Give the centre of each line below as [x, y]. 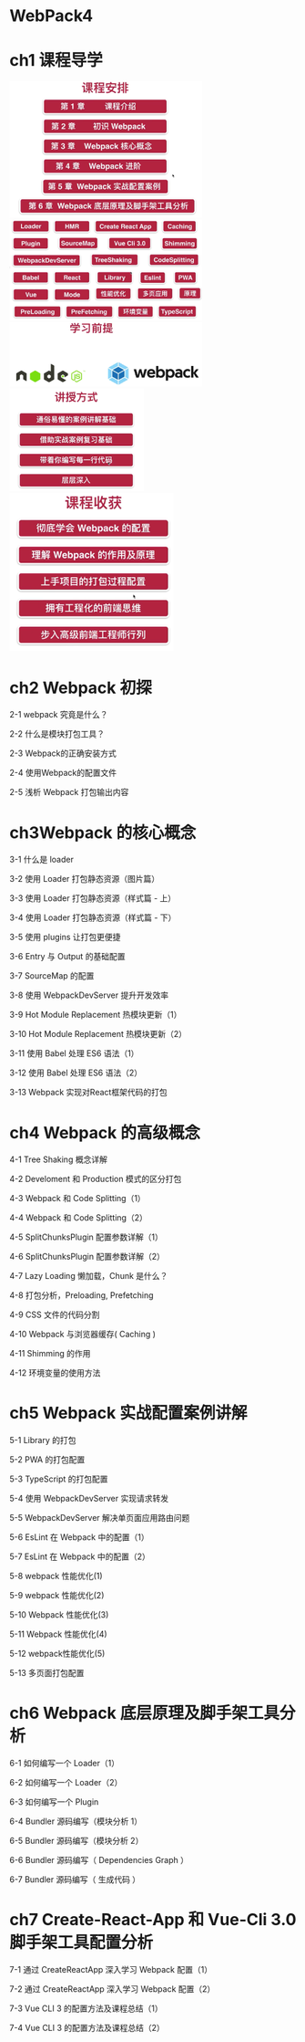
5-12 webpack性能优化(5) [57, 1654]
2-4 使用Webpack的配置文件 [63, 773]
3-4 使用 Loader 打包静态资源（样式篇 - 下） [93, 917]
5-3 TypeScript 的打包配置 [59, 1479]
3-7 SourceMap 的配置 [52, 976]
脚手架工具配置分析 [81, 1943]
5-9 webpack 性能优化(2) [57, 1596]
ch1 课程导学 [56, 61]
